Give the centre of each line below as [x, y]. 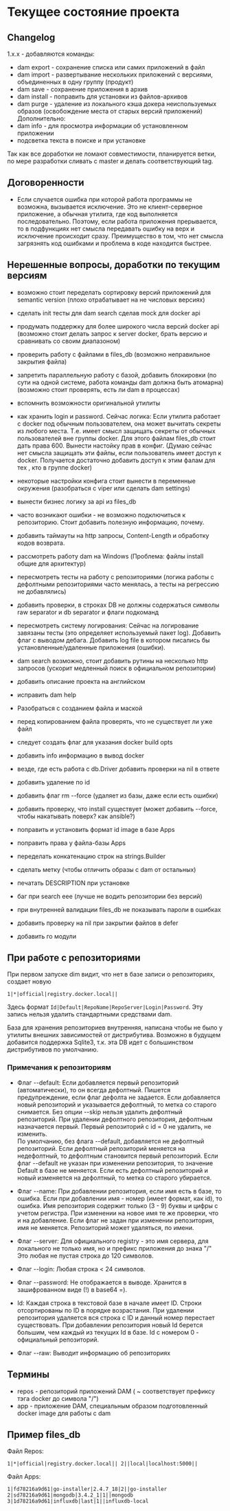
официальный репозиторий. [58, 1340]
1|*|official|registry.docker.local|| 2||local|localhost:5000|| [102, 1464]
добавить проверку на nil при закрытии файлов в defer [97, 923]
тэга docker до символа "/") [58, 1398]
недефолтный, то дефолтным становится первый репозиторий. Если [117, 1156]
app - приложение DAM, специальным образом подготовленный [112, 1406]
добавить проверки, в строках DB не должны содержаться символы [118, 605]
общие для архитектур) [51, 563]
